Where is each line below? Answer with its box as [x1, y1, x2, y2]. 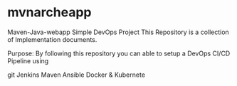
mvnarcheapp [7, 4, 92, 21]
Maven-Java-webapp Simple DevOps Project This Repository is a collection [7, 28, 229, 36]
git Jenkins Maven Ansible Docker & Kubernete [7, 70, 146, 79]
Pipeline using [7, 56, 49, 65]
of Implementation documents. [7, 35, 98, 43]
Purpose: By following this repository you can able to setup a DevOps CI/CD [7, 49, 231, 58]
